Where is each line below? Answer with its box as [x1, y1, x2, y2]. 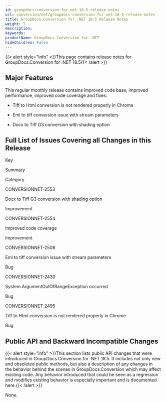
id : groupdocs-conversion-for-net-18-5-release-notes [5, 7, 120, 13]
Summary [5, 167, 25, 173]
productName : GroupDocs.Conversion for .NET [5, 36, 99, 41]
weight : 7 [5, 21, 26, 27]
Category [5, 177, 25, 183]
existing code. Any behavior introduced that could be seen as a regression [5, 372, 158, 378]
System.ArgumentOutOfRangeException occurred [5, 284, 108, 290]
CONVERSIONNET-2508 [5, 244, 55, 251]
